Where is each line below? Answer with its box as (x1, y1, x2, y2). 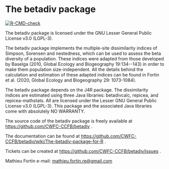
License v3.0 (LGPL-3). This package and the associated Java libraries (5, 103, 152, 109)
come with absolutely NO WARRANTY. (5, 108, 85, 114)
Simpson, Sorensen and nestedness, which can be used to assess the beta (5, 50, 161, 56)
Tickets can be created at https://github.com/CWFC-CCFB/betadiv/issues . (5, 148, 161, 154)
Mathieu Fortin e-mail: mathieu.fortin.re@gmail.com (5, 157, 112, 164)
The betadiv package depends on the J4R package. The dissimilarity (5, 87, 149, 93)
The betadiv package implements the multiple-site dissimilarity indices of (5, 45, 157, 51)
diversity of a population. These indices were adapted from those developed (5, 55, 164, 61)
